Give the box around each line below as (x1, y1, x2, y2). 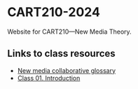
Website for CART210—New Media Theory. (7, 27, 132, 36)
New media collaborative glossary (17, 66, 116, 74)
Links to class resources (7, 48, 116, 60)
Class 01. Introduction (17, 74, 81, 82)
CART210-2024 (7, 4, 100, 20)
